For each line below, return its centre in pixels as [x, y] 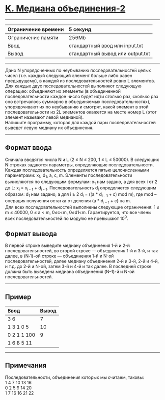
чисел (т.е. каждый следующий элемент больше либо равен [69, 75]
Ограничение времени [36, 29]
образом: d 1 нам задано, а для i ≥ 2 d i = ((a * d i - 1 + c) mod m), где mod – [81, 195]
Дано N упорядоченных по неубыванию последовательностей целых [78, 70]
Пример [18, 297]
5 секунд [80, 29]
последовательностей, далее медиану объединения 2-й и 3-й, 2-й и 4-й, [82, 261]
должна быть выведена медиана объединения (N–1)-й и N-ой [70, 272]
